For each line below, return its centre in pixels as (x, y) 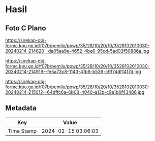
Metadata (21, 108)
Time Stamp (22, 131)
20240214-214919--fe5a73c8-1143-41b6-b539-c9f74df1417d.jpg (73, 72)
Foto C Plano (26, 28)
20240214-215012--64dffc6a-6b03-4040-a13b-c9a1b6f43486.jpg (75, 92)
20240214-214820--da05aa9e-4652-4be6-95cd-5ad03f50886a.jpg (77, 51)
